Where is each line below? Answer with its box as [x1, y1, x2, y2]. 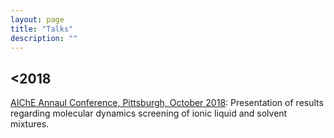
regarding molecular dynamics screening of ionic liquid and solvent [10, 107, 288, 120]
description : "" [10, 33, 78, 43]
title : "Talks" [10, 24, 74, 34]
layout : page [10, 14, 65, 25]
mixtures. [10, 118, 50, 130]
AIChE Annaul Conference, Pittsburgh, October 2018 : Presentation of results [10, 97, 324, 109]
